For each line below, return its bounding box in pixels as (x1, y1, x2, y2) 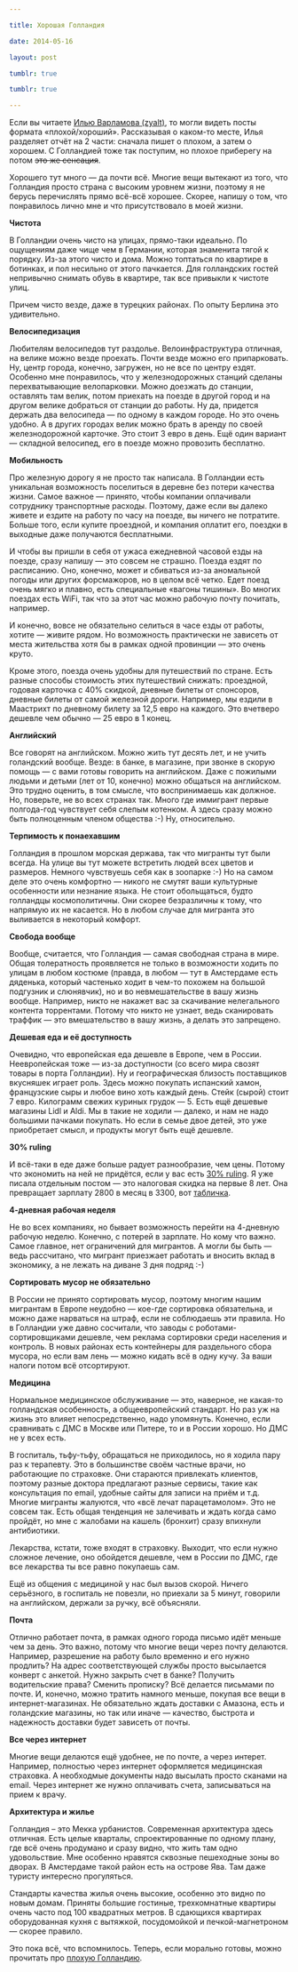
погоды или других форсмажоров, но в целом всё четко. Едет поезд (9, 574, 270, 585)
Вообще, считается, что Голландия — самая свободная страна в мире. (9, 949, 279, 959)
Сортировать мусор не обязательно (9, 1277, 151, 1287)
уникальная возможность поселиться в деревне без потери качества (9, 482, 275, 493)
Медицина (9, 1377, 51, 1388)
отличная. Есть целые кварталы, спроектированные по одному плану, (9, 1833, 277, 1844)
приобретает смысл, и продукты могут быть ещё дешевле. (9, 1125, 234, 1135)
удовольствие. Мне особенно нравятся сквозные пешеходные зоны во (9, 1852, 280, 1863)
